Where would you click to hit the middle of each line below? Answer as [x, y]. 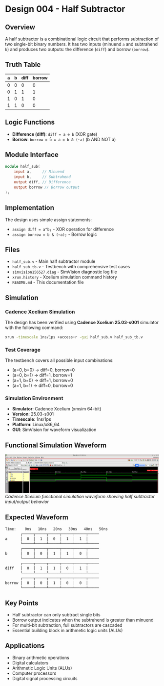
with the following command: [34, 328]
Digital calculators [30, 662]
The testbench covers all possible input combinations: [59, 360]
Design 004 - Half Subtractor [65, 9]
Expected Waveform [37, 517]
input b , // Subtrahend [42, 177]
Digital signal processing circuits [45, 678]
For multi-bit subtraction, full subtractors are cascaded [67, 625]
